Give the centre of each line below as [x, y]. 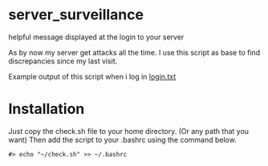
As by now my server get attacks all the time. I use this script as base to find [134, 52]
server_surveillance [76, 15]
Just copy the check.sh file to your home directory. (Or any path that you [129, 131]
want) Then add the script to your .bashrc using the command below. [122, 140]
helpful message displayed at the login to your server [96, 37]
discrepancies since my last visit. [63, 61]
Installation [47, 109]
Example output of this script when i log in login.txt [92, 76]
